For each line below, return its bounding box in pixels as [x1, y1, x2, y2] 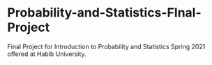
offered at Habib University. [7, 50, 86, 58]
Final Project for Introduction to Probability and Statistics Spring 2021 [7, 42, 206, 50]
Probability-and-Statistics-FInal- [7, 5, 202, 21]
